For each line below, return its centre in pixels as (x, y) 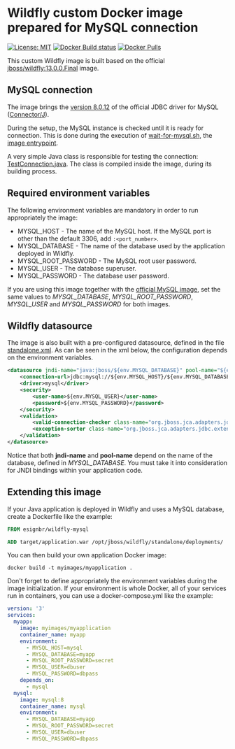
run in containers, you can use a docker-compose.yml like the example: (110, 596)
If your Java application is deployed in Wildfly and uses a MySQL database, (116, 509)
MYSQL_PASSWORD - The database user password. (93, 276)
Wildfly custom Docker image (95, 13)
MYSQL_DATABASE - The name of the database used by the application (121, 245)
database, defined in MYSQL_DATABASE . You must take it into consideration (117, 462)
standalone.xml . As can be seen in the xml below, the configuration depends (117, 350)
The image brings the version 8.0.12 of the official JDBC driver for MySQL (113, 107)
